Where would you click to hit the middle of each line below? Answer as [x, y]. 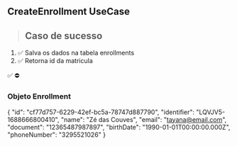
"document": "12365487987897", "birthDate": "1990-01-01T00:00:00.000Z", [119, 127]
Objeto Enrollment [39, 96]
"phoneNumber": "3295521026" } [57, 135]
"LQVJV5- [211, 112]
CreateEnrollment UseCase [68, 12]
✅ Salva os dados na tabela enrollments [76, 53]
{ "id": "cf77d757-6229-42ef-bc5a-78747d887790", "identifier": [101, 112]
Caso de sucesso [64, 36]
